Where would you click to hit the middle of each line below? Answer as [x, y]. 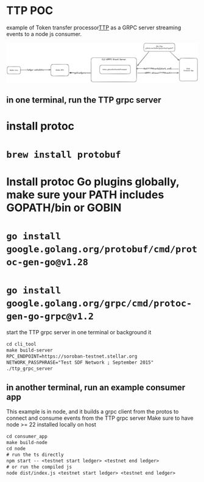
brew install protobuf [64, 155]
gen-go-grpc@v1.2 [50, 316]
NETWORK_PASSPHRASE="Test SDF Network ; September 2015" [80, 363]
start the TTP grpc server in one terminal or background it [79, 333]
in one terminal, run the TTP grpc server [84, 100]
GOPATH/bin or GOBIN [64, 208]
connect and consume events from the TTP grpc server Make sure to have [100, 418]
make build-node [27, 443]
